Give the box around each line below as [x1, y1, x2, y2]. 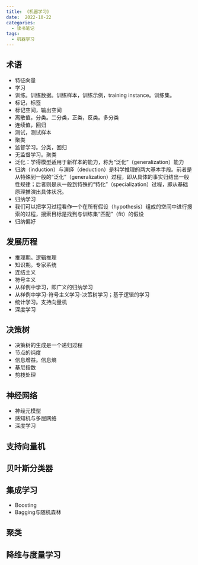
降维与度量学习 [6, 550, 61, 560]
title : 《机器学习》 [6, 8, 52, 15]
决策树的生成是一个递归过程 [14, 342, 83, 349]
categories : [6, 20, 36, 26]
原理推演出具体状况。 [14, 188, 67, 195]
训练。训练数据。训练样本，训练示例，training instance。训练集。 [14, 91, 175, 99]
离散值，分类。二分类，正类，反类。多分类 [14, 113, 119, 121]
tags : [6, 31, 20, 37]
